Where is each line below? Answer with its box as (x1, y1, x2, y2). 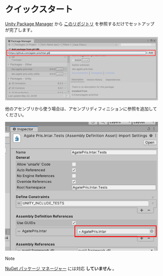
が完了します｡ (5, 27, 33, 32)
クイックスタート (5, 4, 73, 15)
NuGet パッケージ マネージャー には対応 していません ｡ (5, 266, 115, 272)
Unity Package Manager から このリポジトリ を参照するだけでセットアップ (5, 21, 155, 27)
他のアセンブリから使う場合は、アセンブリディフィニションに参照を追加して (5, 106, 157, 112)
